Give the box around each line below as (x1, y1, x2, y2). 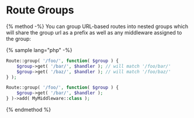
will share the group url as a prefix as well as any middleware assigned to (6, 29, 182, 36)
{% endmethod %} (6, 106, 51, 113)
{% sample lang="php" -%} (6, 46, 72, 53)
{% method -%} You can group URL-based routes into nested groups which (6, 23, 189, 30)
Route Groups (6, 4, 74, 17)
